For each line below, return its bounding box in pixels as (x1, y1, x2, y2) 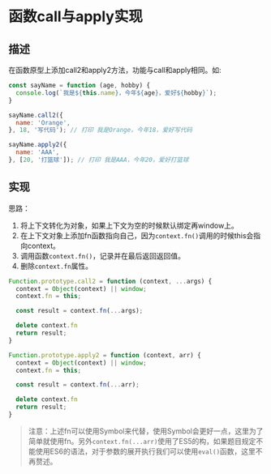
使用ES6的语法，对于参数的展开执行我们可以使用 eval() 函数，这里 (35, 446, 256, 456)
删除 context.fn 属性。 (19, 261, 93, 271)
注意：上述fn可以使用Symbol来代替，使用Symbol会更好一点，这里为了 (28, 426, 264, 436)
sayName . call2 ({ (8, 111, 63, 119)
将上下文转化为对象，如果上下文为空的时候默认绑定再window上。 (19, 220, 239, 230)
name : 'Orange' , (15, 118, 71, 126)
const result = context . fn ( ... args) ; (15, 307, 144, 315)
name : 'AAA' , (15, 148, 60, 156)
